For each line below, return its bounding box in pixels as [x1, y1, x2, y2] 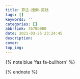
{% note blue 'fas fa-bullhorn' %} [5, 59, 75, 65]
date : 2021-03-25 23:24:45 [5, 31, 63, 36]
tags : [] [5, 12, 24, 17]
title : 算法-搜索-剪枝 [5, 7, 49, 13]
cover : [5, 41, 19, 46]
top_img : [5, 45, 24, 50]
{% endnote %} [5, 69, 38, 75]
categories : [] [5, 21, 38, 27]
